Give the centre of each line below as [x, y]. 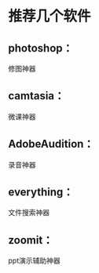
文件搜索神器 [29, 213]
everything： [41, 192]
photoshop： [40, 48]
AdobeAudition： [51, 144]
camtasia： [37, 96]
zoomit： [31, 240]
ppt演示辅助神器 [34, 261]
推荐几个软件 [50, 16]
